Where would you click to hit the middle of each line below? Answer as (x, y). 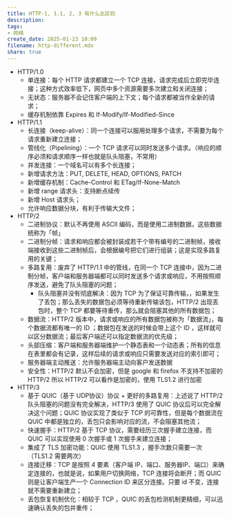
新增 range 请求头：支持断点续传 (74, 191)
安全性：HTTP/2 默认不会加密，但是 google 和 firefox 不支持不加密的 (125, 371)
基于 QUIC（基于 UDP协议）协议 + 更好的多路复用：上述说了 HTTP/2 (125, 395)
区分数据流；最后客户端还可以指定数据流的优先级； (106, 336)
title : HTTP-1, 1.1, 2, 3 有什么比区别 (61, 13)
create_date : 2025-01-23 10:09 (52, 39)
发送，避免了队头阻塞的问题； (76, 285)
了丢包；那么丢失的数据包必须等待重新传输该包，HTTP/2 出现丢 (128, 302)
